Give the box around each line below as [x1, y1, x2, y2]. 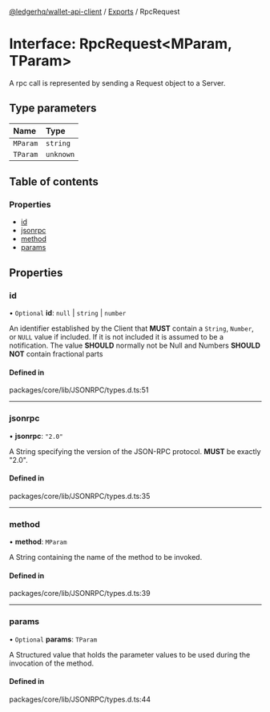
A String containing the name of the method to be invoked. [9, 553, 203, 562]
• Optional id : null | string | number [9, 308, 127, 318]
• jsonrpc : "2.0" [9, 431, 63, 440]
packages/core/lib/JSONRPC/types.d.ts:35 [9, 491, 151, 501]
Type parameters [9, 102, 97, 115]
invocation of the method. [9, 658, 95, 668]
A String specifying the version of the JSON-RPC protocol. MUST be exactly [9, 446, 261, 456]
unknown [46, 150, 75, 159]
